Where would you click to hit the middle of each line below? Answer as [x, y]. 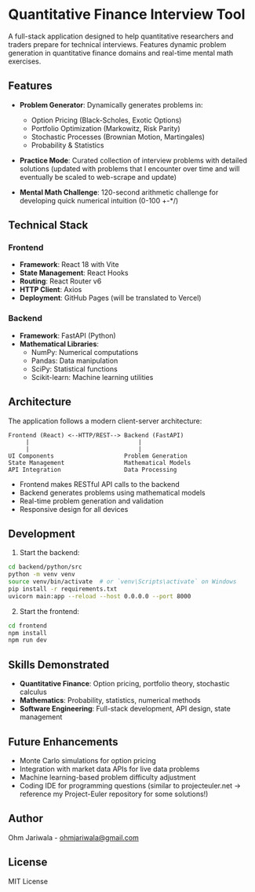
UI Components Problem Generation [98, 456]
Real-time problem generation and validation [91, 501]
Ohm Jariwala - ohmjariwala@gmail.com [73, 837]
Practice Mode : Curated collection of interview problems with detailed [133, 160]
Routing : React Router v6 [60, 281]
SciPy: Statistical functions [74, 369]
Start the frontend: [49, 611]
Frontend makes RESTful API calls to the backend [99, 484]
